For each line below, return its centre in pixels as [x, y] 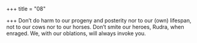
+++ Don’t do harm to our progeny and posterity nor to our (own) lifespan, [99, 20]
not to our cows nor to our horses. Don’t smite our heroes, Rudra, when [95, 27]
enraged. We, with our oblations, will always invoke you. [76, 33]
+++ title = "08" [26, 9]
